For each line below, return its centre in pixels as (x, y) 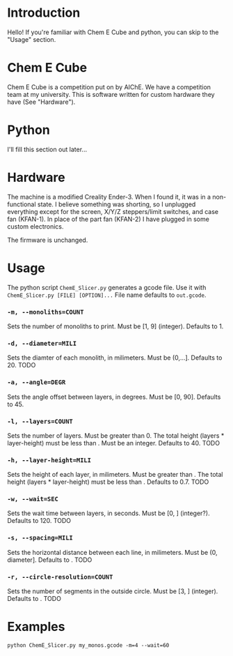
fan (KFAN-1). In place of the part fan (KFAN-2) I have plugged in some (109, 219)
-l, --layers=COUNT (40, 421)
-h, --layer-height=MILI (49, 460)
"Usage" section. (32, 39)
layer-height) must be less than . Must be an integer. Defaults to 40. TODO (114, 443)
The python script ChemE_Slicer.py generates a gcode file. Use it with (107, 287)
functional (22, 204)
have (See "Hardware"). (41, 102)
